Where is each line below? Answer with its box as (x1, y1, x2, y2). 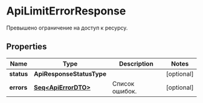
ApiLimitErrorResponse (6, 4, 126, 18)
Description (118, 59, 154, 67)
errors (9, 83, 28, 92)
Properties (6, 42, 47, 52)
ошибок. (112, 87, 137, 95)
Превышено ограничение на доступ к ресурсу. (6, 24, 128, 31)
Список (112, 80, 135, 88)
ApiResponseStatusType (33, 69, 107, 78)
